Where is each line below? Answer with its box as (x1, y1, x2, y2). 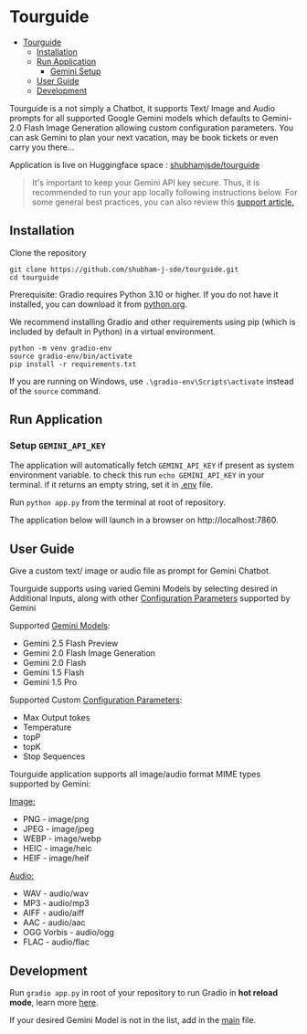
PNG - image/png (22, 814, 90, 825)
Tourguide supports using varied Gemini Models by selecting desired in (9, 583, 279, 595)
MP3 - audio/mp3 (22, 898, 90, 909)
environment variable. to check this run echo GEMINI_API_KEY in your (9, 470, 265, 480)
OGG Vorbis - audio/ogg (22, 927, 114, 938)
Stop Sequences (22, 751, 86, 762)
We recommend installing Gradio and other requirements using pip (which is (9, 316, 296, 327)
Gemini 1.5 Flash (22, 667, 85, 678)
